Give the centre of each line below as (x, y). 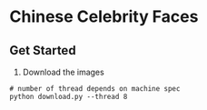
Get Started (43, 50)
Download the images (63, 72)
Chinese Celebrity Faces (104, 17)
